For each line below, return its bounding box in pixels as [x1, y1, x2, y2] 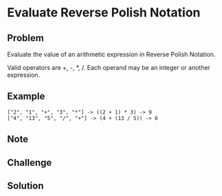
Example [7, 90, 45, 102]
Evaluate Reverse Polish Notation [7, 5, 201, 21]
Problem [7, 32, 45, 44]
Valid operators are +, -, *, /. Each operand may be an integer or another [7, 64, 211, 71]
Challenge [7, 156, 52, 169]
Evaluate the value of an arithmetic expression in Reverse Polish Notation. [7, 50, 216, 58]
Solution [7, 180, 44, 191]
